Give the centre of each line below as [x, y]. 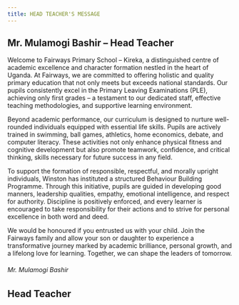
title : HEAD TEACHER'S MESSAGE [54, 14]
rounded [20, 127]
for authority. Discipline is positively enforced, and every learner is [105, 201]
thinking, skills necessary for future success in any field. [90, 157]
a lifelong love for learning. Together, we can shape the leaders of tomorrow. [120, 254]
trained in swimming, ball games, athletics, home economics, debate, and [115, 135]
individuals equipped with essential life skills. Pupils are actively [127, 127]
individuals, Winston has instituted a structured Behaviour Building [105, 179]
